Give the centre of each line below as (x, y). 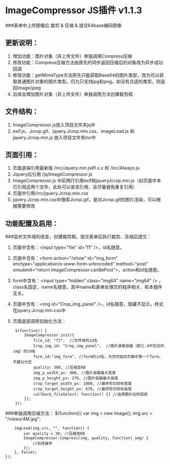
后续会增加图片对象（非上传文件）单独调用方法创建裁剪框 (73, 94)
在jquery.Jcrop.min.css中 (39, 311)
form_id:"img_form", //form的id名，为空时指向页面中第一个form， (98, 357)
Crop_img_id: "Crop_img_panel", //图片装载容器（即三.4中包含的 (99, 346)
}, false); (26, 452)
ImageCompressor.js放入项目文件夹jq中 (54, 125)
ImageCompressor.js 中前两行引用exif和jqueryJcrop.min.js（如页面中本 (87, 181)
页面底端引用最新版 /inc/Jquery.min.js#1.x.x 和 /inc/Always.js (76, 168)
